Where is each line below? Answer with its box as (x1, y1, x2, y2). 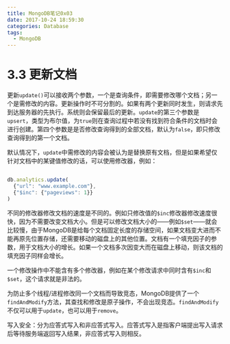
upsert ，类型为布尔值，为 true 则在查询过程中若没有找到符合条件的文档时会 (7, 117, 218, 125)
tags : (7, 29, 23, 36)
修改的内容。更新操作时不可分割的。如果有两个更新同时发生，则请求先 (25, 100, 223, 108)
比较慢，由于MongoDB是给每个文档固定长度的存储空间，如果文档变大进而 (7, 226, 216, 234)
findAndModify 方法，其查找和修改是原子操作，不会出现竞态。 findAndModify (7, 297, 219, 306)
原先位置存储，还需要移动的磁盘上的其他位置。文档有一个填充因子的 (18, 234, 211, 243)
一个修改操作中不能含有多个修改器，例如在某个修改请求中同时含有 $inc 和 (7, 266, 212, 274)
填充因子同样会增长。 (7, 251, 67, 260)
